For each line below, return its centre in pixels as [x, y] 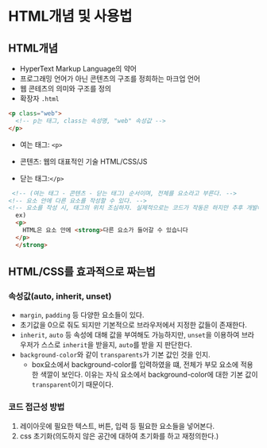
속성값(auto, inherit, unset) [60, 296]
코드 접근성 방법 [37, 407]
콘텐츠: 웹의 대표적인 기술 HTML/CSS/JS [83, 161]
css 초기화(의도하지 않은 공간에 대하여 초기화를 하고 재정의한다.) [119, 436]
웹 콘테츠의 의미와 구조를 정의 [65, 89]
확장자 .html [39, 98]
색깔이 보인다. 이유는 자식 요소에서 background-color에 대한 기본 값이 [149, 375]
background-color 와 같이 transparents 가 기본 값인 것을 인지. [115, 355]
